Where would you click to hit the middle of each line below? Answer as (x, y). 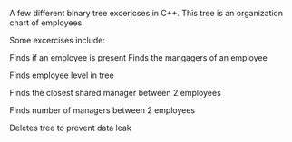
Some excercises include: (58, 40)
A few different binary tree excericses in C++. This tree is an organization (146, 13)
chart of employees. (47, 23)
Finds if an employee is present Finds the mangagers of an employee (138, 57)
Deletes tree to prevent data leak (70, 128)
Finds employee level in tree (62, 75)
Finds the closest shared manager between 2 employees (116, 93)
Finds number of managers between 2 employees (102, 110)
